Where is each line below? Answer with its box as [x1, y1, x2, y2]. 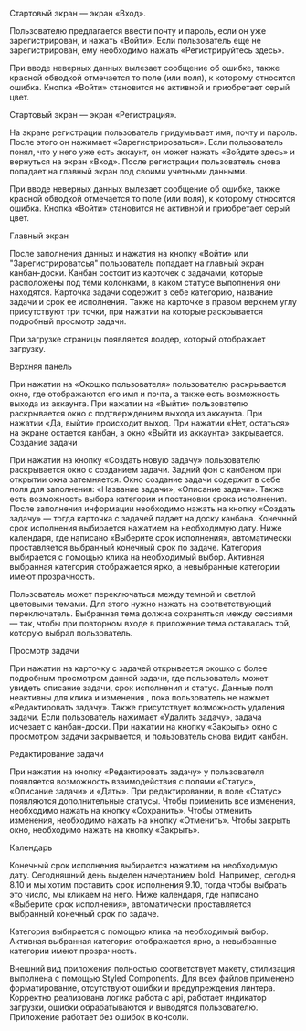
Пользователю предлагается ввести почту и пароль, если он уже [9, 26, 267, 36]
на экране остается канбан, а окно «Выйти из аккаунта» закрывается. [9, 427, 285, 437]
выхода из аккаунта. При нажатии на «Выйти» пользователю [9, 398, 248, 409]
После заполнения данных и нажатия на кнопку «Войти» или [9, 248, 248, 258]
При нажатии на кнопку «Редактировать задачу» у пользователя [9, 766, 265, 777]
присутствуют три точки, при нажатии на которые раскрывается [9, 306, 263, 317]
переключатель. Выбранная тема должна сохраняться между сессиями [9, 608, 294, 619]
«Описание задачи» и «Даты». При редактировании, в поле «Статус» [9, 785, 282, 796]
